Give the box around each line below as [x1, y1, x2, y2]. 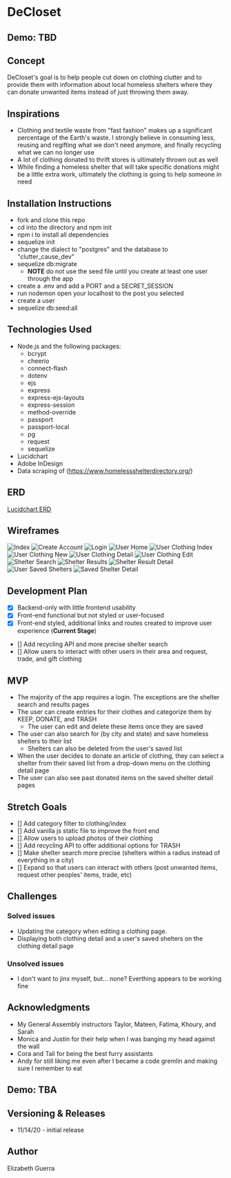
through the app [27, 274, 74, 283]
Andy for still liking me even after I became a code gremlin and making [17, 1057, 218, 1065]
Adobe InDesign [17, 459, 63, 468]
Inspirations [7, 108, 60, 119]
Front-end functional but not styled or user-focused [17, 611, 164, 619]
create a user [17, 297, 55, 305]
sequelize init [17, 238, 55, 246]
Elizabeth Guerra [7, 1164, 55, 1172]
